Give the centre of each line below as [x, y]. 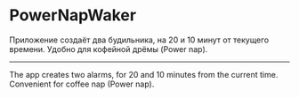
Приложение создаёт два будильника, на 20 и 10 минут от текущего [139, 40]
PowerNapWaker [73, 15]
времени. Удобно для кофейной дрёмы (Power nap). [109, 49]
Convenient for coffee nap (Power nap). [82, 84]
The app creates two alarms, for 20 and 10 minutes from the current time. [144, 74]
